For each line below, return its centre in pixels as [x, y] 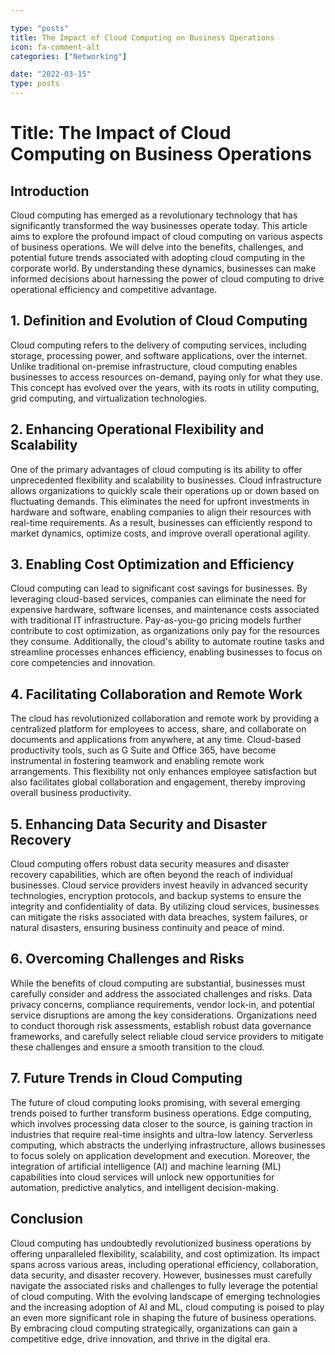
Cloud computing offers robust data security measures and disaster [150, 864]
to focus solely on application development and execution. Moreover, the [160, 1155]
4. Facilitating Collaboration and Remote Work [156, 694]
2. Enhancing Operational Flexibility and [137, 429]
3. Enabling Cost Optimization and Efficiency [152, 564]
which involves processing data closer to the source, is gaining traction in [161, 1123]
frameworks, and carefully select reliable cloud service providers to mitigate [167, 1036]
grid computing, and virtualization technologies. [109, 398]
